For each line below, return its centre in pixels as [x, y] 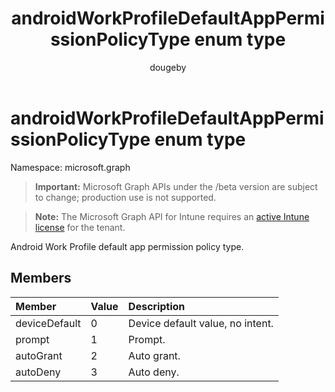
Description [157, 306]
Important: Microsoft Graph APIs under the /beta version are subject [176, 186]
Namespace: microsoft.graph [70, 167]
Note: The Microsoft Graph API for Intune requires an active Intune [172, 216]
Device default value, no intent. [201, 323]
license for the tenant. [80, 227]
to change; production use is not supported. [125, 197]
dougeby [168, 67]
